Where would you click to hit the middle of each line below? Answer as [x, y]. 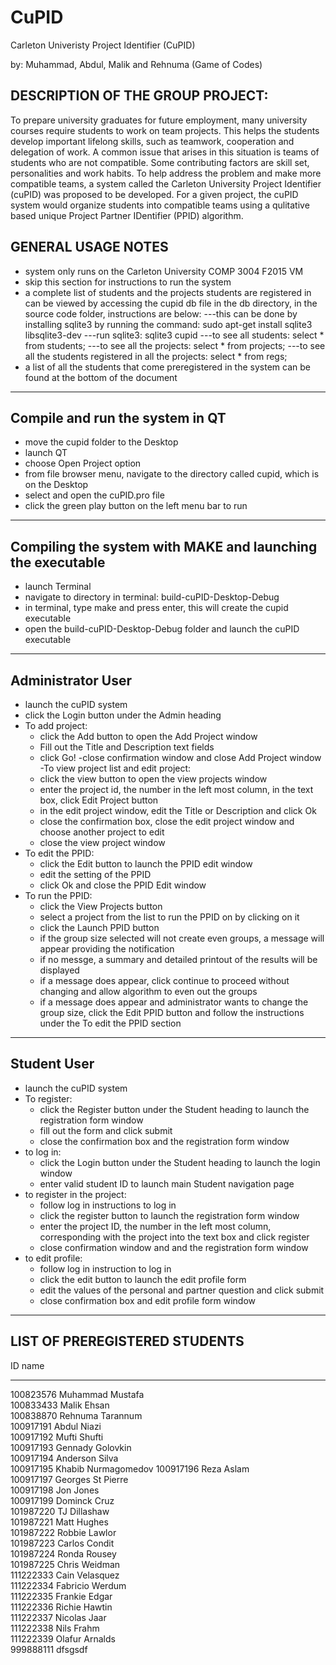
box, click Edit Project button [99, 800]
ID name [27, 1365]
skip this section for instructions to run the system [128, 282]
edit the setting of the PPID [95, 874]
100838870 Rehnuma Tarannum [76, 1415]
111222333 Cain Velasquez [65, 1575]
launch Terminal [58, 587]
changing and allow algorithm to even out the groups [148, 991]
